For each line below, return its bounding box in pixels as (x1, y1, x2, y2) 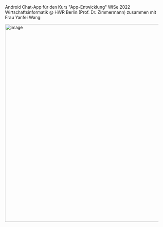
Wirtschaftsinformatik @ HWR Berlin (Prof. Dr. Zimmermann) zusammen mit (5, 9, 157, 15)
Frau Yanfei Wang (5, 15, 40, 20)
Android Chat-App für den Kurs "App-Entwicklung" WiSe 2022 (5, 4, 130, 10)
